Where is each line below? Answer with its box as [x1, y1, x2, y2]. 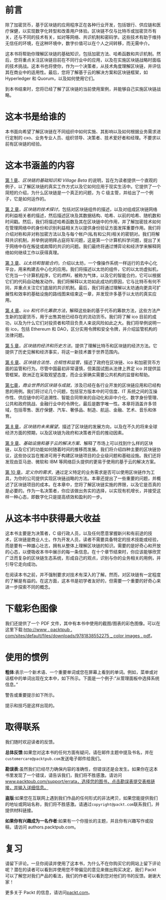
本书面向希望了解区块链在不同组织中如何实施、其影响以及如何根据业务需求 [5, 128, 157, 134]
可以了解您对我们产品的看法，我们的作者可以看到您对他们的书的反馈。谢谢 [5, 872, 157, 879]
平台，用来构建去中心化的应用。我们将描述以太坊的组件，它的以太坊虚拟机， [5, 266, 161, 272]
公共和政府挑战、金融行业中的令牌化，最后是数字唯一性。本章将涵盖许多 [5, 400, 152, 406]
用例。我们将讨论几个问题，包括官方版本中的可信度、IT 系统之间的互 [13, 388, 153, 394]
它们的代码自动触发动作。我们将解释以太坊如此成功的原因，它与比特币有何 [5, 278, 157, 284]
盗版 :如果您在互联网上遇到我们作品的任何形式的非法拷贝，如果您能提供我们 [5, 795, 158, 801]
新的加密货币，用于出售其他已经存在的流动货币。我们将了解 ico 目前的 [9, 313, 152, 319]
